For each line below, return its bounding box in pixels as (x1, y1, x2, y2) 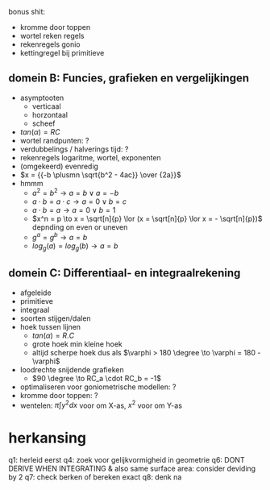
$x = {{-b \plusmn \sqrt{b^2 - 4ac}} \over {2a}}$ (19, 169, 181, 180)
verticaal (31, 101, 62, 111)
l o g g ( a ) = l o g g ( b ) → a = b (31, 241, 118, 252)
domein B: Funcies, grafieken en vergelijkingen (8, 72, 250, 85)
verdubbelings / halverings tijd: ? (19, 144, 129, 154)
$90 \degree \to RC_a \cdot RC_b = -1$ (31, 373, 161, 383)
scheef (31, 118, 56, 128)
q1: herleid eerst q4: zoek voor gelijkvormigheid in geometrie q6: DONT (8, 455, 245, 465)
